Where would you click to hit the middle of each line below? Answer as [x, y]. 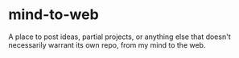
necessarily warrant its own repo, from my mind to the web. [107, 44]
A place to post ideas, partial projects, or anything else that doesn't [119, 37]
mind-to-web [54, 15]
